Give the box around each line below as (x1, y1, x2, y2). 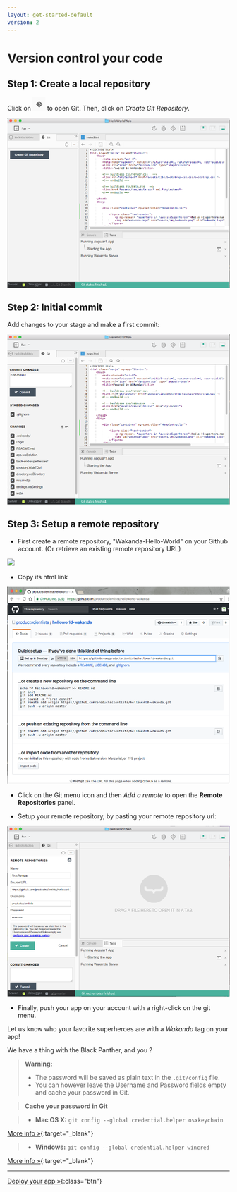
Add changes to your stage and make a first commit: (7, 320, 160, 328)
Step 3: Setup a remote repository (7, 518, 159, 530)
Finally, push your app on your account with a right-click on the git (17, 1004, 211, 1012)
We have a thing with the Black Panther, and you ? (7, 1046, 153, 1054)
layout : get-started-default (7, 11, 93, 18)
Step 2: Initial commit (7, 302, 103, 314)
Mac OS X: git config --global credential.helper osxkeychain (35, 1116, 224, 1124)
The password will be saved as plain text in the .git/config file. (35, 1074, 220, 1081)
